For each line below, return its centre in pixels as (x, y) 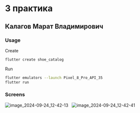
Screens (15, 95)
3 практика (29, 8)
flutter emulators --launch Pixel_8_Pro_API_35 (54, 78)
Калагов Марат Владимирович (54, 26)
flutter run (17, 82)
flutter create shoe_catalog (34, 59)
